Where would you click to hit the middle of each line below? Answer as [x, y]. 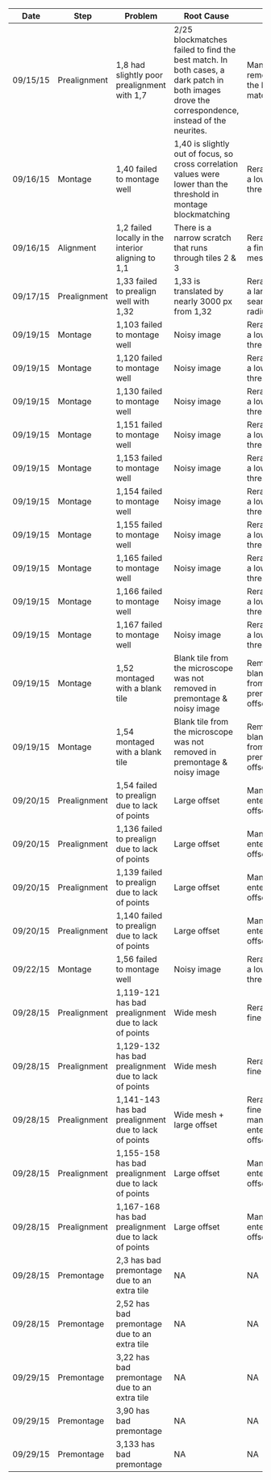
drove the [192, 100]
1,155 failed [139, 525]
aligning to [135, 258]
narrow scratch [202, 238]
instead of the [200, 120]
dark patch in [199, 80]
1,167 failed [139, 624]
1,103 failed [139, 325]
